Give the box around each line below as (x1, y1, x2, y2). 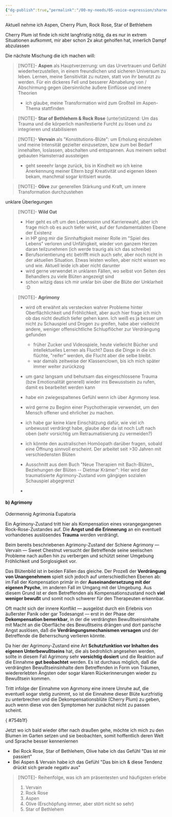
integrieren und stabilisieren (17, 126, 77, 132)
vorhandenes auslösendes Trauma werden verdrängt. (5, 532, 119, 538)
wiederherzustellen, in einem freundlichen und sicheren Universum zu (17, 68, 166, 74)
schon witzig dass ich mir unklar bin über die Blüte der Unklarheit (25, 279, 163, 285)
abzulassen (5, 42, 30, 49)
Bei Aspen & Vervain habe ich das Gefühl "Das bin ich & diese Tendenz (12, 759, 163, 765)
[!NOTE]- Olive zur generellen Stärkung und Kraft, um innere (17, 183, 146, 189)
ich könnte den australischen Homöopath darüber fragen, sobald (25, 440, 162, 446)
